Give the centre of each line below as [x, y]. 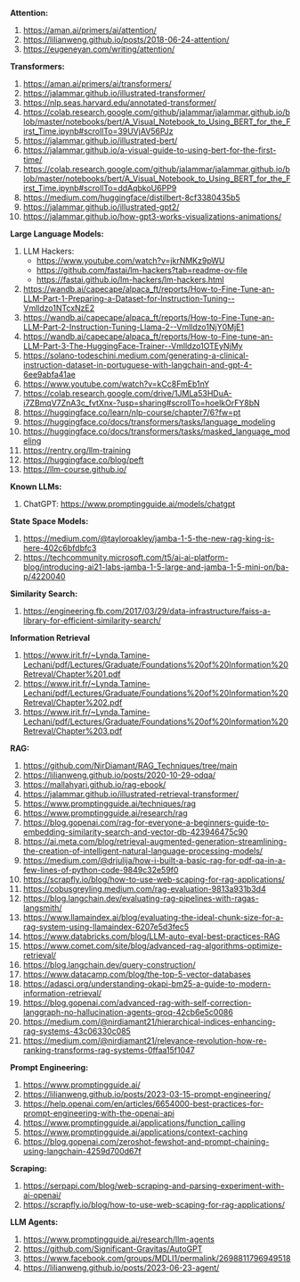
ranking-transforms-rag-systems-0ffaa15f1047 [109, 1050]
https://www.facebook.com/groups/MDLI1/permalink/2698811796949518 [157, 1258]
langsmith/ [42, 908]
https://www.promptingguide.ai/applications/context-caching [135, 1132]
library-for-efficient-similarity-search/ [92, 620]
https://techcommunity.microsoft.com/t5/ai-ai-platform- [126, 558]
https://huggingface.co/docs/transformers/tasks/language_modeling [149, 422]
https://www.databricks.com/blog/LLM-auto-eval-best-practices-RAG [151, 936]
